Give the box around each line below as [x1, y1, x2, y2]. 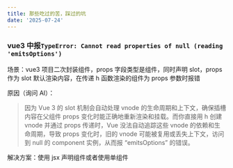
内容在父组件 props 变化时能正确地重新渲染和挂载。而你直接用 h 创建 [24, 112, 223, 121]
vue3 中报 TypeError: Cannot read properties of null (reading [7, 41, 223, 51]
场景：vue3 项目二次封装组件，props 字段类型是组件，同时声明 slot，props [7, 65, 223, 73]
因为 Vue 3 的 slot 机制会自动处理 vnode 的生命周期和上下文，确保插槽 [24, 103, 227, 112]
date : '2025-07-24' [7, 17, 64, 24]
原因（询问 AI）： [7, 89, 55, 97]
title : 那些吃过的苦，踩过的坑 [7, 10, 86, 17]
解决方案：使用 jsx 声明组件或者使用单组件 [7, 153, 129, 161]
